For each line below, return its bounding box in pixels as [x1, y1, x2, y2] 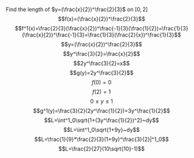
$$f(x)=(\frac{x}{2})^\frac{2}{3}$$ [58, 15, 145, 22]
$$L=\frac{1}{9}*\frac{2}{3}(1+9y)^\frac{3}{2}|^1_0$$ [34, 136, 169, 143]
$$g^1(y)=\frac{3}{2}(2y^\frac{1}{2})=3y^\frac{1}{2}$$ [32, 107, 171, 114]
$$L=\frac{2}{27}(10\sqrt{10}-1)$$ [58, 145, 145, 152]
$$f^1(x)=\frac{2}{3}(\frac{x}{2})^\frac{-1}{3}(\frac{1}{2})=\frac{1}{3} [15, 25, 189, 32]
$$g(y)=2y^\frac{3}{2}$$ [69, 69, 134, 76]
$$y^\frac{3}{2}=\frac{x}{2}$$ [63, 50, 140, 57]
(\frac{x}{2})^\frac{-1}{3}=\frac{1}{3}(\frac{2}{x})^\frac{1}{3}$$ [22, 31, 181, 38]
